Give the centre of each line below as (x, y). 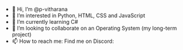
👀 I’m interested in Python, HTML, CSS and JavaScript (78, 15)
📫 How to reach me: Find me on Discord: (63, 41)
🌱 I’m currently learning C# (45, 22)
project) (22, 35)
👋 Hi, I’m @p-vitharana (39, 9)
